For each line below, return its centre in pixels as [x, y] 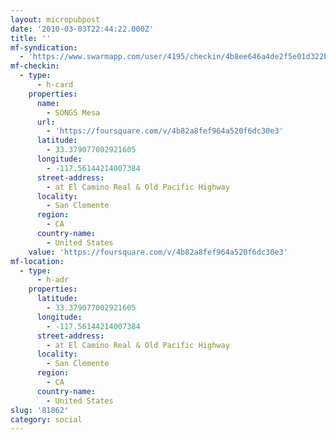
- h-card [55, 85]
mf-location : [37, 261]
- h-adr [53, 280]
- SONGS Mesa [73, 112]
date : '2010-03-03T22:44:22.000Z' [82, 29]
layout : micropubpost [55, 19]
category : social [46, 419]
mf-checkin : [35, 66]
